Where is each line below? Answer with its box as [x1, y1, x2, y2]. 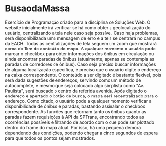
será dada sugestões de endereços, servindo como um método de [5, 77, 141, 83]
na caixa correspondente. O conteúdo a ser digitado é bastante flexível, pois [5, 72, 161, 78]
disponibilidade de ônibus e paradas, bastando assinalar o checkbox [5, 103, 145, 109]
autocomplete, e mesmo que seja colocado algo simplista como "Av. [5, 82, 145, 88]
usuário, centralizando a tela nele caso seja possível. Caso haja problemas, [5, 30, 159, 36]
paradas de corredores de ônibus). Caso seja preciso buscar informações [5, 61, 156, 67]
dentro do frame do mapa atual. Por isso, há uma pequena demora [5, 124, 141, 130]
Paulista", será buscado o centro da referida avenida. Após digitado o [5, 88, 147, 94]
